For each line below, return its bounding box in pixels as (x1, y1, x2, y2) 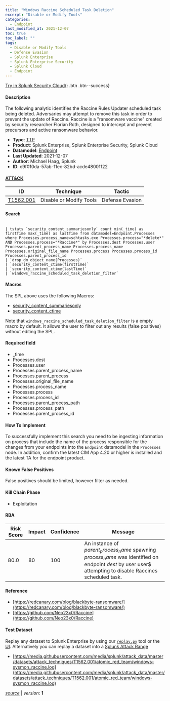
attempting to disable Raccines (84, 567, 158, 574)
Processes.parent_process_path (12, 400, 80, 406)
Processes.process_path (12, 405, 64, 411)
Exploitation (12, 500, 37, 507)
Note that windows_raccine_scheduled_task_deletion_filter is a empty (5, 318, 153, 324)
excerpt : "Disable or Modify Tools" (5, 12, 82, 17)
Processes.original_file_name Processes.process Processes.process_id (5, 249, 157, 254)
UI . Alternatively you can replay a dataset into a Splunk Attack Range (5, 643, 148, 649)
